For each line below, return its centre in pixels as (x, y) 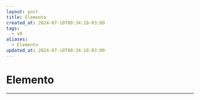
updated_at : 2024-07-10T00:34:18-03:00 (56, 51)
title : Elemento (26, 17)
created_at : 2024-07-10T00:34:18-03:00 (56, 23)
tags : (13, 28)
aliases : (17, 39)
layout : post (22, 12)
